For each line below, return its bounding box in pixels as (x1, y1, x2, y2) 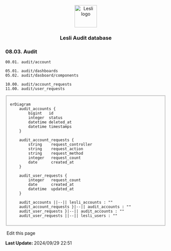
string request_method (28, 151, 83, 156)
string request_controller (28, 142, 93, 147)
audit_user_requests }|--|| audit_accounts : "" (19, 209, 125, 214)
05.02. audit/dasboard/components (5, 73, 79, 78)
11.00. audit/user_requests (5, 87, 65, 92)
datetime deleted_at (28, 120, 72, 125)
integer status (28, 115, 63, 121)
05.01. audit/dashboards (5, 69, 58, 74)
